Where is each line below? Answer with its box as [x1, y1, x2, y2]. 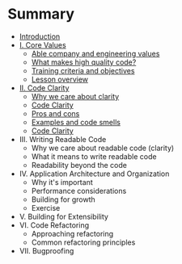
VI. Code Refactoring [19, 220, 90, 230]
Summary [7, 5, 74, 23]
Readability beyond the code [31, 160, 127, 170]
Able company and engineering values [31, 48, 160, 58]
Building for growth [31, 195, 96, 204]
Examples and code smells [31, 117, 121, 127]
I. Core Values [19, 40, 66, 49]
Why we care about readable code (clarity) [31, 143, 175, 153]
